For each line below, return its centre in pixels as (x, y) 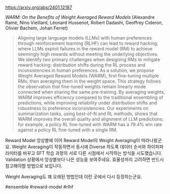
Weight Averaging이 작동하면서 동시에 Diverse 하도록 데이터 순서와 (79, 147)
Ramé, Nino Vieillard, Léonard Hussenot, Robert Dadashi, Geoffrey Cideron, (84, 23)
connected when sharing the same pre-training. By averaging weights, (91, 92)
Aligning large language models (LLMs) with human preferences (85, 38)
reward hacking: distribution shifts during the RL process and (81, 65)
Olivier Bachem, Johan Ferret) (37, 28)
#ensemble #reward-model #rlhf (39, 187)
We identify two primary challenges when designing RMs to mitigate (89, 60)
